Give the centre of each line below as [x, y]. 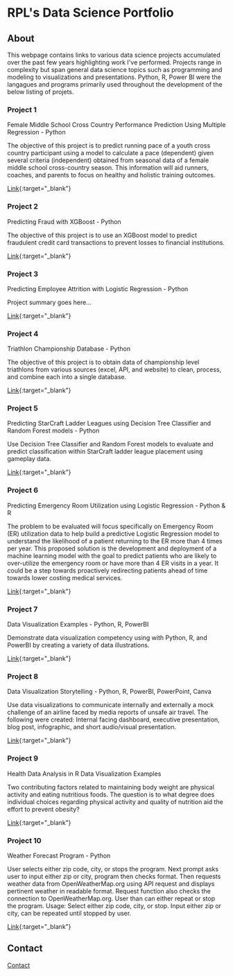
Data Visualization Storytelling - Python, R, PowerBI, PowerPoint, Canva [109, 692]
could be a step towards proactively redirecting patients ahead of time [107, 570]
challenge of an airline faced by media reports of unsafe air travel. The [108, 713]
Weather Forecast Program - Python [59, 855]
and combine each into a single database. [67, 377]
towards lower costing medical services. [65, 577]
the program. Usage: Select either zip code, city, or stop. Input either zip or [114, 905]
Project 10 [24, 840]
